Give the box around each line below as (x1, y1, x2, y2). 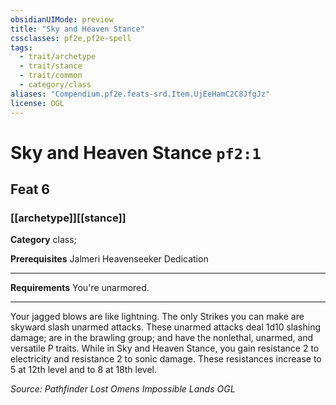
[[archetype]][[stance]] (10, 211, 127, 225)
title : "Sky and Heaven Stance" (10, 24, 145, 34)
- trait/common (19, 71, 83, 81)
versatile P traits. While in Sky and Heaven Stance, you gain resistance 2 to (10, 342, 320, 355)
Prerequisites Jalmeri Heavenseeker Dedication (10, 253, 209, 265)
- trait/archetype (19, 52, 97, 62)
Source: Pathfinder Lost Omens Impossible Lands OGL (10, 383, 236, 395)
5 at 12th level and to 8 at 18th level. (10, 364, 158, 376)
